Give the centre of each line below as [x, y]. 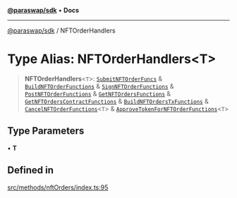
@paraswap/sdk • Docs [43, 10]
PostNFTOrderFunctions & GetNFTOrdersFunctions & [98, 93]
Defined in [31, 170]
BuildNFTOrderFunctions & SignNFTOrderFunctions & [99, 86]
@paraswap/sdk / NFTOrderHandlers [61, 30]
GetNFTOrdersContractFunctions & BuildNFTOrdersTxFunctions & [117, 101]
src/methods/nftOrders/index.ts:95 [58, 187]
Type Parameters [46, 131]
